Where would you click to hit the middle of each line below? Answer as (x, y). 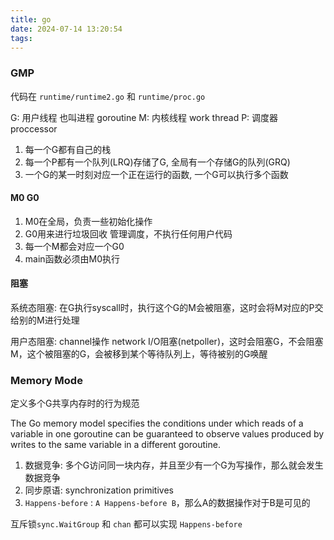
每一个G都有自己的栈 (68, 149)
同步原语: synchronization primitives (99, 490)
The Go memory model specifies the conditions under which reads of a (157, 423)
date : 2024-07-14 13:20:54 (66, 29)
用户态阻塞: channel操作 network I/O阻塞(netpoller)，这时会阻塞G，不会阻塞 (167, 342)
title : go (31, 19)
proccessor (34, 128)
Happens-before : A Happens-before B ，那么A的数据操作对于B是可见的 (167, 503)
